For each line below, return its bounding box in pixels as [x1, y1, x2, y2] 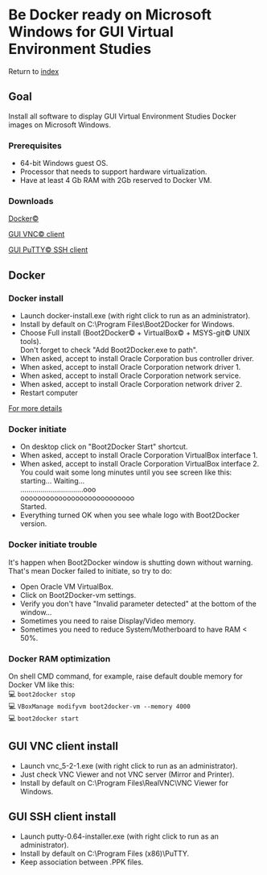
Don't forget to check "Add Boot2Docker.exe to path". [19, 345, 199, 355]
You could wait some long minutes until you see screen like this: [19, 467, 232, 477]
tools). [19, 337, 42, 346]
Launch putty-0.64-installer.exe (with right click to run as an [19, 831, 220, 841]
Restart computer [19, 388, 79, 398]
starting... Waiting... [19, 476, 85, 486]
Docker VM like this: [8, 679, 75, 690]
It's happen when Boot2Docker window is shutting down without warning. [8, 558, 253, 567]
